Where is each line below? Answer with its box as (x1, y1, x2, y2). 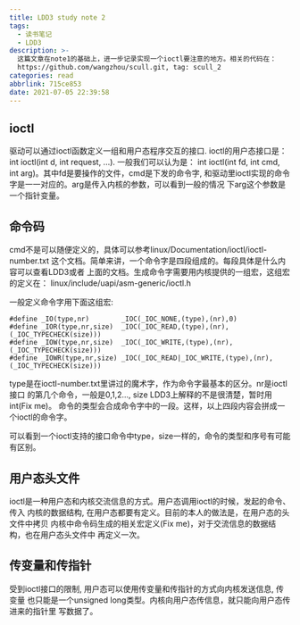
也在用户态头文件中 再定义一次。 (24, 529, 145, 540)
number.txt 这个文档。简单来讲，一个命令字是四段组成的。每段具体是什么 (9, 255, 279, 266)
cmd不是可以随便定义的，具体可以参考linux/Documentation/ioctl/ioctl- (9, 245, 268, 255)
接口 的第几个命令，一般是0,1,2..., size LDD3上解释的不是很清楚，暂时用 (9, 389, 272, 400)
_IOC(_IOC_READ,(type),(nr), (121, 322, 229, 331)
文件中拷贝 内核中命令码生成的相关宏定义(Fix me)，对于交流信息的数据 (9, 518, 269, 529)
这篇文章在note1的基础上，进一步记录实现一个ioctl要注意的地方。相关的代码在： (17, 54, 277, 63)
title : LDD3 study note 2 (9, 12, 105, 22)
